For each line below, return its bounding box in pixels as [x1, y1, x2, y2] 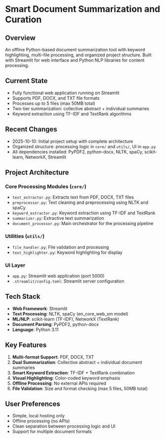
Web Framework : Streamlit [12, 305, 68, 312]
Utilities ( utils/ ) [5, 233, 45, 240]
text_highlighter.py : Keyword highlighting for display [12, 249, 123, 255]
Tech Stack [5, 292, 41, 301]
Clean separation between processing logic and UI [12, 423, 116, 429]
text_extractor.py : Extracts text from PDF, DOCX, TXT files [12, 194, 134, 200]
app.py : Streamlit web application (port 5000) [12, 273, 105, 279]
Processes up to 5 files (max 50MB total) [12, 100, 95, 106]
